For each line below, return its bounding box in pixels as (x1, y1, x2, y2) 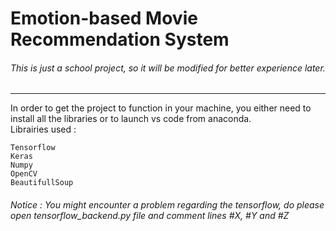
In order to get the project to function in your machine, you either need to (10, 102, 312, 114)
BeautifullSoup (10, 178, 74, 188)
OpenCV (10, 169, 38, 179)
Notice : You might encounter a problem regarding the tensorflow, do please (10, 198, 325, 211)
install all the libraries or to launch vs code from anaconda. (10, 113, 252, 125)
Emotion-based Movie (10, 7, 198, 30)
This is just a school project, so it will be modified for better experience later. (10, 62, 326, 74)
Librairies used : (10, 123, 77, 136)
